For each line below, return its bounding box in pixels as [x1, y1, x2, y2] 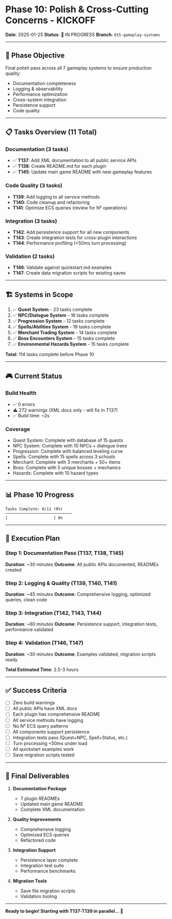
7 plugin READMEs [20, 795, 60, 801]
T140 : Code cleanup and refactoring [12, 199, 90, 205]
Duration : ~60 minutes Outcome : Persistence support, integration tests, [5, 621, 158, 627]
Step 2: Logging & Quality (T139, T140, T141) [5, 579, 117, 586]
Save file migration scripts [20, 888, 76, 894]
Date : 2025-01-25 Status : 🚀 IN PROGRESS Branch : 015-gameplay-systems [5, 31, 160, 37]
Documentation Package [12, 785, 67, 791]
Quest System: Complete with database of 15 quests [12, 437, 123, 443]
